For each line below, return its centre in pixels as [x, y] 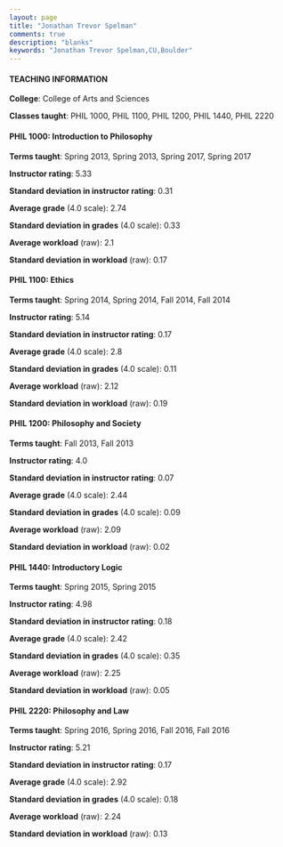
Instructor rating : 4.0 [49, 460]
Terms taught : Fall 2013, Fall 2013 [72, 443]
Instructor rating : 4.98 [51, 604]
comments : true [37, 34]
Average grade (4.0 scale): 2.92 [68, 782]
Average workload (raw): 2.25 [65, 674]
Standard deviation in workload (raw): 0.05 [90, 690]
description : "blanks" [51, 42]
